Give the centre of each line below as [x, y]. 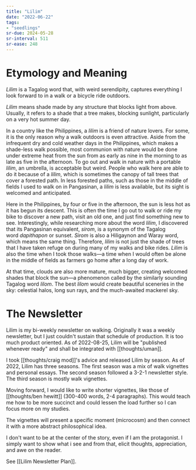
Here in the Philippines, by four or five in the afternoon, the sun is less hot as [98, 204]
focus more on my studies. [38, 409]
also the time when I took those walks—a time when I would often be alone [96, 254]
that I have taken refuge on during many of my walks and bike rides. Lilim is [97, 248]
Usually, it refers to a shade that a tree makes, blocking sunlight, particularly [98, 113]
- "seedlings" [23, 28]
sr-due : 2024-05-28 [30, 33]
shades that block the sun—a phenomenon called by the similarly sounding [97, 277]
